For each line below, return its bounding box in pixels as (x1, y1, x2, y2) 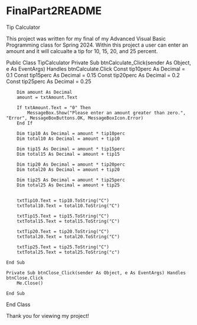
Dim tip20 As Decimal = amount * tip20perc (17, 161, 126, 168)
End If (17, 120, 33, 126)
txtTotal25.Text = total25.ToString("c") (17, 249, 120, 255)
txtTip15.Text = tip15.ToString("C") (17, 213, 110, 219)
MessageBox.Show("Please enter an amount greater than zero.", (27, 110, 186, 116)
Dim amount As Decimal (17, 89, 73, 95)
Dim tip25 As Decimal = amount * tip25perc (17, 177, 126, 183)
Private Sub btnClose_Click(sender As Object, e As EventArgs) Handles (6, 270, 186, 275)
